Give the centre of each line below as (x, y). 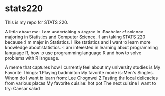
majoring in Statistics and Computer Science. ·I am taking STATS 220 (75, 37)
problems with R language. (32, 58)
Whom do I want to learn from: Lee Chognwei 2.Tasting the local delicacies (82, 78)
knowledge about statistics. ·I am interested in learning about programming (82, 47)
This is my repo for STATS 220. (37, 22)
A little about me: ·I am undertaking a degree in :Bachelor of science (74, 32)
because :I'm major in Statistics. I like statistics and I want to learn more (78, 42)
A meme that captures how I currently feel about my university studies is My (83, 67)
